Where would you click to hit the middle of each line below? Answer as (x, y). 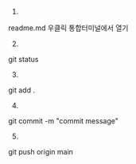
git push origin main (41, 152)
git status (23, 59)
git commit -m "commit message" (64, 121)
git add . (22, 90)
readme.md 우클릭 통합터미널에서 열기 (68, 28)
